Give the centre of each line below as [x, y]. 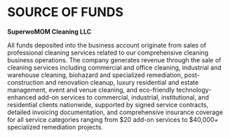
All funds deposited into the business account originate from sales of [107, 45]
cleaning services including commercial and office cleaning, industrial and [115, 67]
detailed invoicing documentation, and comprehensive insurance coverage [115, 112]
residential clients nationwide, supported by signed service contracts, [108, 104]
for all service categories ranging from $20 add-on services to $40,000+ [113, 119]
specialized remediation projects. [55, 127]
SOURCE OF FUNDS [66, 12]
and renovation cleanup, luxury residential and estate [122, 82]
